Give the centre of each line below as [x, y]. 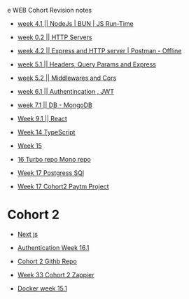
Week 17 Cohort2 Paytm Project [63, 186]
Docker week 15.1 [42, 288]
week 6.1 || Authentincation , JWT [65, 91]
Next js [28, 234]
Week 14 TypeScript [46, 132]
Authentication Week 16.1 [53, 247]
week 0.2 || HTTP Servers [55, 37]
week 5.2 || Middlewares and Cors [67, 78]
